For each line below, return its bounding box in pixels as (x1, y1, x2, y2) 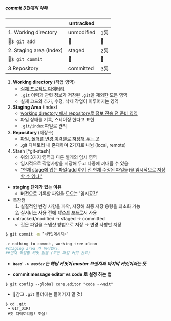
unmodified (68, 29, 96, 36)
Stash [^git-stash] (12, 147, 50, 154)
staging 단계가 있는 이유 (12, 184, 62, 190)
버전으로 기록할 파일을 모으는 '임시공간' (20, 190, 99, 197)
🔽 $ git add (8, 37, 35, 45)
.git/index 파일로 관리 (20, 123, 67, 129)
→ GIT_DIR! (7, 306, 31, 311)
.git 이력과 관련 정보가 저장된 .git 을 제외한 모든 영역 (20, 92, 128, 98)
